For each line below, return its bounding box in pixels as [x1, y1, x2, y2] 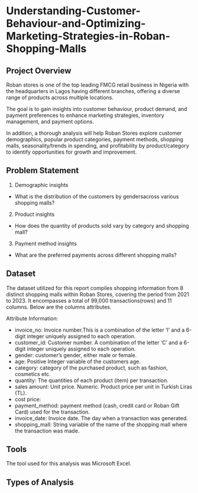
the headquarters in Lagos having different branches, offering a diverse [6, 88, 180, 94]
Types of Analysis [6, 477, 74, 487]
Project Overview [6, 65, 72, 75]
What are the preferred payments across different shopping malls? [14, 251, 177, 259]
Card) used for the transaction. [14, 408, 90, 415]
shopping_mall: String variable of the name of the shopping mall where [14, 421, 187, 428]
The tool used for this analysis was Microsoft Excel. [6, 460, 132, 467]
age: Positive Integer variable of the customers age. [14, 358, 141, 365]
